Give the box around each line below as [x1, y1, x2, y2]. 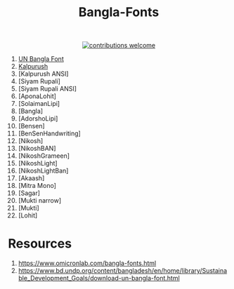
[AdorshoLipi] [18, 114, 58, 123]
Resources [8, 236, 72, 252]
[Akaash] [18, 173, 45, 182]
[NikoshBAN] [18, 144, 56, 152]
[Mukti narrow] [18, 196, 62, 204]
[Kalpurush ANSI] [18, 69, 69, 78]
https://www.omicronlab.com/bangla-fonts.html [18, 259, 157, 267]
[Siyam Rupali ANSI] [18, 84, 77, 93]
